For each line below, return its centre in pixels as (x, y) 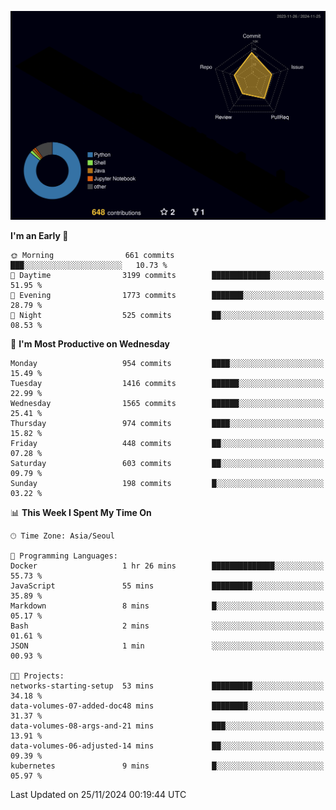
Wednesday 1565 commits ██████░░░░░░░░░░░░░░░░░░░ (167, 404)
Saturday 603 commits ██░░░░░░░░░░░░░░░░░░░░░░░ (167, 464)
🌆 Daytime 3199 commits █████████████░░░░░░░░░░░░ (167, 276)
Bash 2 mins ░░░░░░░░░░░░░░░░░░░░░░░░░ (167, 626)
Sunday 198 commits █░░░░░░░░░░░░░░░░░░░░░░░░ (167, 484)
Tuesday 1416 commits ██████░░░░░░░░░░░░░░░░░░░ (167, 384)
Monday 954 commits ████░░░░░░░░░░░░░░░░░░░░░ (167, 364)
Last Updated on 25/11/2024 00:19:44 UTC (98, 795)
